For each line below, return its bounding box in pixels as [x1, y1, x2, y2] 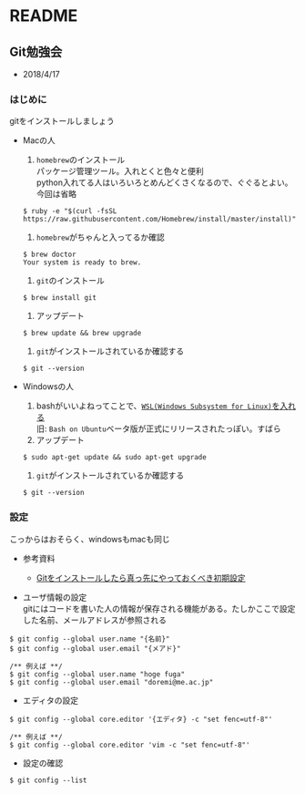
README [9, 5, 78, 26]
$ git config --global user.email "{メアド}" [9, 644, 181, 653]
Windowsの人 [22, 381, 75, 392]
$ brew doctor [22, 250, 76, 260]
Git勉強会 [9, 44, 63, 59]
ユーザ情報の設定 [22, 592, 87, 603]
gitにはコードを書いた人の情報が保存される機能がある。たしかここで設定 [22, 603, 296, 614]
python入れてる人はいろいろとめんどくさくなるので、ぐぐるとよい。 [36, 177, 293, 188]
